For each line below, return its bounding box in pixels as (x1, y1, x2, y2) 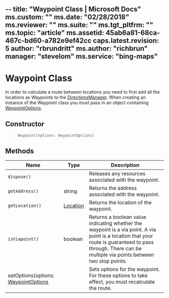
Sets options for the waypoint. (89, 265, 160, 272)
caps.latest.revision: (93, 36, 159, 45)
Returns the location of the (89, 199, 152, 206)
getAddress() (8, 188, 39, 194)
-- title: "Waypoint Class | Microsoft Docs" (5, 5, 141, 14)
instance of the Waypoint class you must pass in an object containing (5, 100, 149, 106)
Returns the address (89, 184, 137, 191)
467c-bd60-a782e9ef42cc (5, 36, 92, 45)
